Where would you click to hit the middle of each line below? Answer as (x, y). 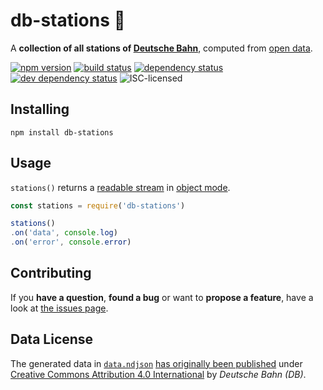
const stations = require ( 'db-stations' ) (98, 205)
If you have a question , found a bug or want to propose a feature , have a (162, 297)
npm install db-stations (62, 132)
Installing (40, 109)
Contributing (51, 273)
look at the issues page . (59, 308)
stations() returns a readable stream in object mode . (120, 187)
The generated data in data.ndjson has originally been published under (156, 363)
